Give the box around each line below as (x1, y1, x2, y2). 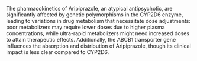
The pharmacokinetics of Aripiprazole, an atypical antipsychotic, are (6, 5, 173, 12)
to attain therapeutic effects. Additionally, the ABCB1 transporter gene (6, 36, 176, 43)
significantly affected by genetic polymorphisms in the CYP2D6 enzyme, (6, 11, 183, 18)
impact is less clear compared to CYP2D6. (6, 49, 109, 55)
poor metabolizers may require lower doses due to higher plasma (6, 23, 165, 30)
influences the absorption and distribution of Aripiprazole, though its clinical (6, 42, 191, 49)
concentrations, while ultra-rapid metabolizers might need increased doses (6, 30, 189, 37)
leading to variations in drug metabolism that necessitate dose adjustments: (6, 18, 191, 24)
